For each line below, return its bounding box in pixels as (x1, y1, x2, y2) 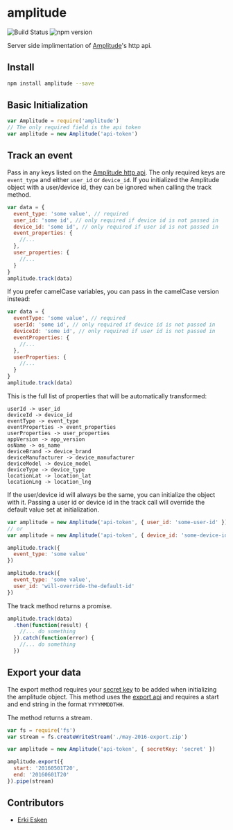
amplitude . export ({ (7, 758, 64, 765)
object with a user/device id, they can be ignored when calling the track (7, 183, 212, 191)
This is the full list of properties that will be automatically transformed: (7, 391, 207, 400)
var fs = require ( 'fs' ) (7, 726, 76, 734)
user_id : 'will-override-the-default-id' (13, 583, 135, 589)
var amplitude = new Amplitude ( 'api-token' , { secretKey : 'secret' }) (7, 746, 216, 753)
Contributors (7, 797, 64, 809)
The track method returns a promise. (7, 601, 112, 610)
